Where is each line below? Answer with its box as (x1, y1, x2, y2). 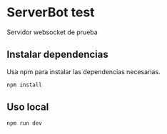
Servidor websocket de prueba (6, 28, 98, 36)
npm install (6, 81, 42, 88)
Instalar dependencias (6, 48, 108, 61)
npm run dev (6, 120, 42, 127)
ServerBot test (6, 4, 95, 21)
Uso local (6, 101, 49, 113)
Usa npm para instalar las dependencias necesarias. (6, 67, 161, 76)
